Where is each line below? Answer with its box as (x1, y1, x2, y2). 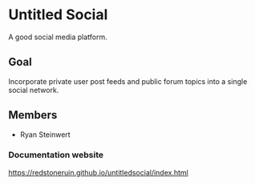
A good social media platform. (8, 32, 108, 42)
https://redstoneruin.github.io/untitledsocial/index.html (8, 167, 188, 177)
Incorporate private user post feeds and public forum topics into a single (8, 76, 248, 86)
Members (8, 108, 58, 122)
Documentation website (8, 150, 104, 161)
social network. (8, 85, 59, 95)
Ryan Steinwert (19, 130, 71, 139)
